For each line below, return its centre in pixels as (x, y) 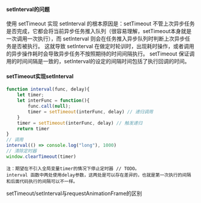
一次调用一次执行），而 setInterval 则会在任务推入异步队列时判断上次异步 (96, 39)
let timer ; (31, 95)
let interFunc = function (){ (53, 101)
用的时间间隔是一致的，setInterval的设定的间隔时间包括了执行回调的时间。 (98, 61)
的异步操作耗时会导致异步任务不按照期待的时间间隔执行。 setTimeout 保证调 (100, 54)
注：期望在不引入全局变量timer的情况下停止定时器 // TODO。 (73, 169)
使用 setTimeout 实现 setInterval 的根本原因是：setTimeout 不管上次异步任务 (100, 23)
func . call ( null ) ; (49, 106)
